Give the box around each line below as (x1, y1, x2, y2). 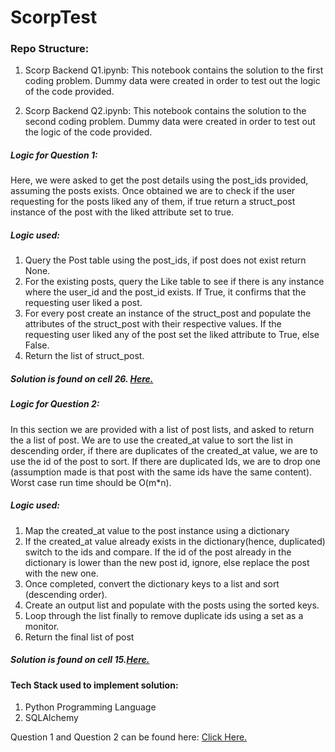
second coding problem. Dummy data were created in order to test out (24, 116, 316, 128)
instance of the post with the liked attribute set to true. (10, 206, 235, 218)
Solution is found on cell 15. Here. (10, 654, 150, 666)
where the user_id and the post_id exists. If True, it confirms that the (24, 286, 307, 298)
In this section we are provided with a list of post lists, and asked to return (10, 423, 315, 435)
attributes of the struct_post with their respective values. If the (24, 318, 282, 330)
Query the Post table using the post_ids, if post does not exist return (24, 254, 307, 266)
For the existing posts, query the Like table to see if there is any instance (24, 276, 325, 288)
